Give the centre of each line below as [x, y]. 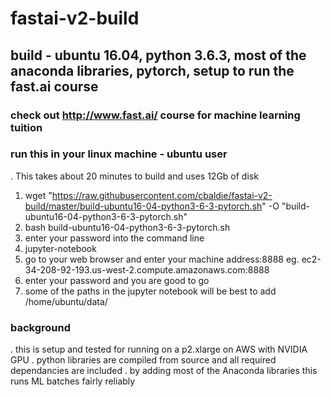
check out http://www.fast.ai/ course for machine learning [155, 115]
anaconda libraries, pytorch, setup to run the [152, 70]
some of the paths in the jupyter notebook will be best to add [150, 291]
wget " [38, 195]
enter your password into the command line [114, 238]
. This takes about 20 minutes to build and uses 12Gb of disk [134, 176]
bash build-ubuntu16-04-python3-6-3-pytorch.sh [127, 227]
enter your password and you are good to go [117, 280]
